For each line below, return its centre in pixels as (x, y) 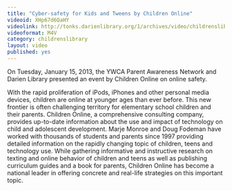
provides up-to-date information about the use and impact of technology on (115, 121)
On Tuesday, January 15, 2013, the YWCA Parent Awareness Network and (112, 71)
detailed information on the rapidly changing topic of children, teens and (110, 143)
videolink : (23, 26)
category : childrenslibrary (48, 39)
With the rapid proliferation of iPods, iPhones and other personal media (108, 92)
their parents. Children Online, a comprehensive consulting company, (106, 114)
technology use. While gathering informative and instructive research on (110, 151)
